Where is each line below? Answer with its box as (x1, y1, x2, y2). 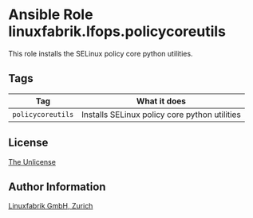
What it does (136, 95, 186, 107)
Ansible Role (8, 6, 93, 24)
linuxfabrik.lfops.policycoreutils (8, 22, 226, 41)
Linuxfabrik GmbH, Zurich (8, 201, 93, 211)
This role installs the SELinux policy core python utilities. (8, 49, 193, 58)
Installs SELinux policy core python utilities (81, 109, 241, 120)
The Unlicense (8, 157, 56, 166)
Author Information (8, 180, 106, 193)
